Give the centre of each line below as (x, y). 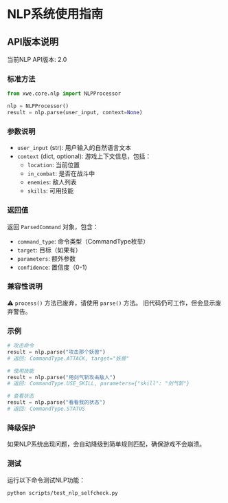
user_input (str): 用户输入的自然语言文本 (74, 148)
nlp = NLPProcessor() (38, 106)
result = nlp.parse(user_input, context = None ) (75, 113)
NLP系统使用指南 (55, 14)
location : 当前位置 (54, 165)
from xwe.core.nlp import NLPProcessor (64, 94)
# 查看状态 (21, 396)
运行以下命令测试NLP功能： (46, 480)
